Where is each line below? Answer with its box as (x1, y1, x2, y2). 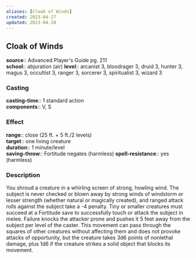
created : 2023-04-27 (6, 14, 57, 20)
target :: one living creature (6, 137, 71, 144)
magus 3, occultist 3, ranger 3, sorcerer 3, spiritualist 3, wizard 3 (6, 69, 163, 76)
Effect (6, 118, 24, 126)
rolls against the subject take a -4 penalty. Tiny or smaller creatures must (6, 203, 183, 210)
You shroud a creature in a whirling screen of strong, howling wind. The (6, 184, 179, 191)
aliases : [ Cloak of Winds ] (6, 8, 72, 15)
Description (6, 171, 40, 179)
